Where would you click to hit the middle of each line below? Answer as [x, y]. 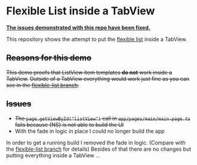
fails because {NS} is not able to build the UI [69, 124]
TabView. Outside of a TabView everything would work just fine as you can [98, 78]
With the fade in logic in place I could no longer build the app [90, 131]
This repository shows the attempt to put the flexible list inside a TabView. [97, 39]
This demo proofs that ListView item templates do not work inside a [89, 72]
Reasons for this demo [49, 58]
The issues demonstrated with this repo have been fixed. [78, 27]
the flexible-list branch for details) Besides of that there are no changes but [99, 149]
